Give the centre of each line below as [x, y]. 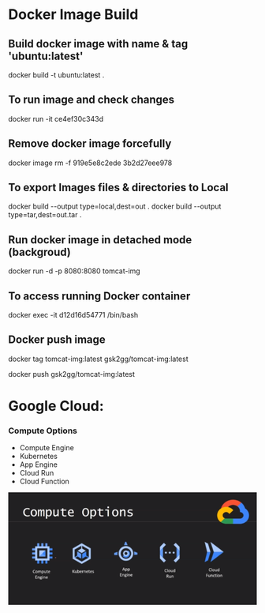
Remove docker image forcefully [90, 144]
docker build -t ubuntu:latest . [56, 75]
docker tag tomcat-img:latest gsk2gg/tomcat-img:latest [98, 359]
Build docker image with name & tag [98, 44]
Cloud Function [44, 481]
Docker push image [57, 340]
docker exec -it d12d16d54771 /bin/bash [73, 315]
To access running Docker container [99, 296]
